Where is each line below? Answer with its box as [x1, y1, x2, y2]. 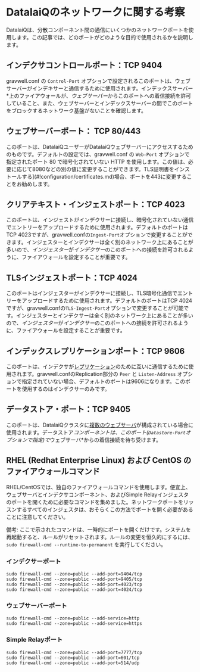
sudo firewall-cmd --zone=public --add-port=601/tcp [6, 655, 140, 661]
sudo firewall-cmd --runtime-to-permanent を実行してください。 [6, 540, 167, 548]
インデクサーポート [6, 557, 61, 565]
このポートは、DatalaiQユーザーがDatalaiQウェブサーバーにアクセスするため [6, 143, 193, 150]
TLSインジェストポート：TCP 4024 [6, 272, 138, 283]
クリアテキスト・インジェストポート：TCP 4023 [6, 199, 185, 209]
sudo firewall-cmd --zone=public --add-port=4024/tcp [6, 586, 143, 593]
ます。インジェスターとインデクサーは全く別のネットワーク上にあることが [11, 239, 193, 246]
